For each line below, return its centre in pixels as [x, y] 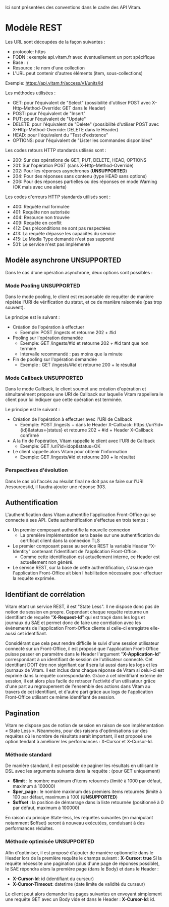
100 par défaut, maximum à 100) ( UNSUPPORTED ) [65, 797]
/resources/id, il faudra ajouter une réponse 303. [56, 487]
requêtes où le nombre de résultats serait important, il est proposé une [79, 736]
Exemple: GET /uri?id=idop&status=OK [60, 446]
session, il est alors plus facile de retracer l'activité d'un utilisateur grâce [80, 681]
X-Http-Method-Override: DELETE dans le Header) [65, 129]
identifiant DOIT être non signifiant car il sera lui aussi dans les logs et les [81, 665]
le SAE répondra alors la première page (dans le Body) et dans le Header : [82, 868]
